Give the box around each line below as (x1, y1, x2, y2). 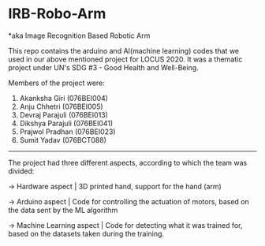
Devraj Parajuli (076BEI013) (19, 110, 109, 119)
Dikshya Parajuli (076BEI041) (19, 118, 114, 128)
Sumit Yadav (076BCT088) (19, 135, 106, 144)
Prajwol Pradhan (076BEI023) (19, 127, 116, 136)
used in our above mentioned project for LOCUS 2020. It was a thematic (8, 54, 243, 64)
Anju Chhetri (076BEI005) (19, 102, 104, 111)
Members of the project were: (8, 78, 105, 88)
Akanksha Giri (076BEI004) (19, 93, 109, 102)
